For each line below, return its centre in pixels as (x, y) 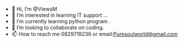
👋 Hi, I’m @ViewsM (34, 9)
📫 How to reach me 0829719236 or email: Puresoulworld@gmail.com (95, 34)
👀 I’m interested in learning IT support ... (60, 15)
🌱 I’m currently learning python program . (61, 21)
